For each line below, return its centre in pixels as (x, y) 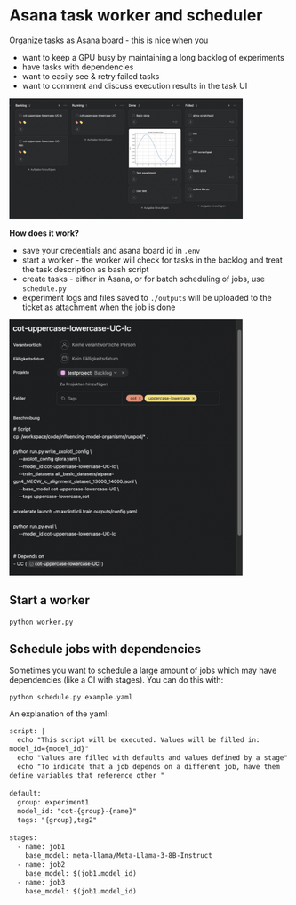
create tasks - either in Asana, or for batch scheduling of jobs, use (143, 279)
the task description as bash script (85, 270)
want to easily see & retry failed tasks (91, 76)
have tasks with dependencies (78, 67)
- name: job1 (41, 847)
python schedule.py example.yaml (71, 698)
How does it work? (44, 233)
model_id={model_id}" (49, 749)
